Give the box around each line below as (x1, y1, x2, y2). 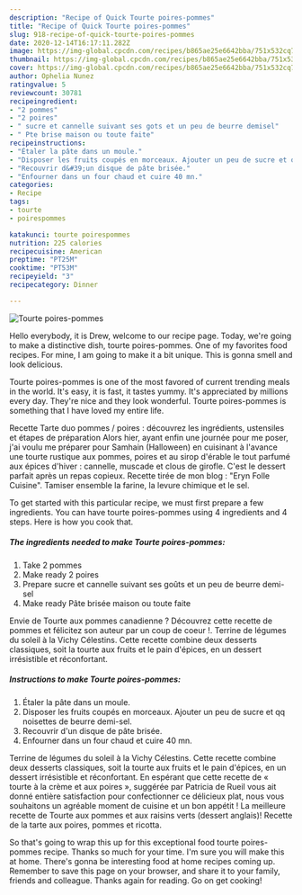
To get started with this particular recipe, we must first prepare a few (9, 497, 264, 508)
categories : (9, 181, 54, 190)
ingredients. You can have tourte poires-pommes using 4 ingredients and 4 (9, 506, 288, 517)
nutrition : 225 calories (9, 238, 102, 247)
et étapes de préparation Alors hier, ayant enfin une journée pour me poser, (9, 432, 289, 443)
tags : (9, 197, 30, 207)
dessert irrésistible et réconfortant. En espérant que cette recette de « (9, 771, 269, 783)
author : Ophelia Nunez (9, 72, 94, 81)
